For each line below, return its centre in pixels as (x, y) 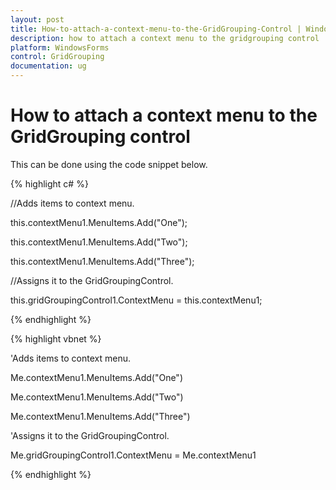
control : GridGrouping (57, 57)
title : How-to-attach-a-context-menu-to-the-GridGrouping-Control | (156, 29)
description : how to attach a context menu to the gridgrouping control (165, 38)
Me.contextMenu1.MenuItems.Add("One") (96, 377)
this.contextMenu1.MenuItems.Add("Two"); (99, 242)
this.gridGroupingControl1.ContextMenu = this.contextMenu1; (136, 300)
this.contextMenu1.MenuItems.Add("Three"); (102, 261)
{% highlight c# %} (49, 183)
